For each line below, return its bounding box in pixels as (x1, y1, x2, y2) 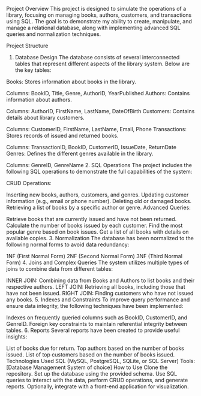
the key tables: (14, 66, 52, 74)
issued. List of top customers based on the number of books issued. (6, 351, 175, 358)
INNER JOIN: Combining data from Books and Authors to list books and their (6, 277, 195, 284)
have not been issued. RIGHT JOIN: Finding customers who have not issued (6, 290, 194, 297)
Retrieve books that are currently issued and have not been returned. (6, 216, 177, 222)
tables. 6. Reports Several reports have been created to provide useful (6, 327, 180, 334)
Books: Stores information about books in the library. (6, 78, 137, 85)
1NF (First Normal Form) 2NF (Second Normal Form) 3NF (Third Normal (6, 253, 183, 259)
